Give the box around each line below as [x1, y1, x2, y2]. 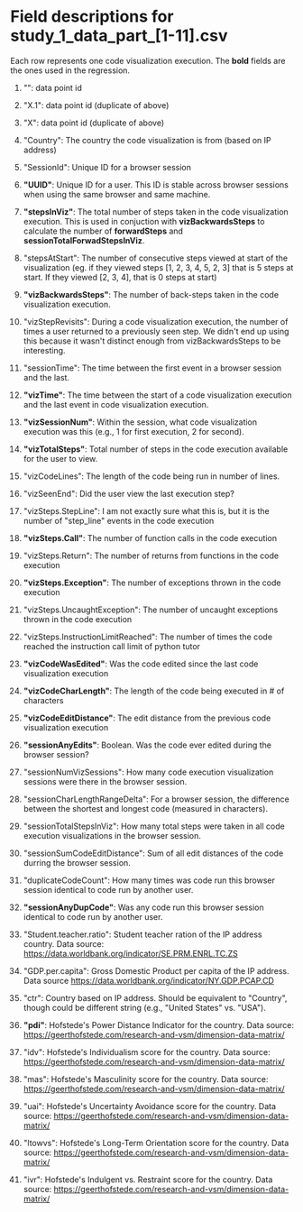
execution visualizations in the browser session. [23, 830, 202, 840]
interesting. [23, 344, 66, 355]
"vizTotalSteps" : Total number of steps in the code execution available [23, 444, 289, 454]
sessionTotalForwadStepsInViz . [23, 234, 145, 245]
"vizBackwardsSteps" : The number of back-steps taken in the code [23, 289, 279, 299]
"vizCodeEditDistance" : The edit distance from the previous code [23, 712, 271, 723]
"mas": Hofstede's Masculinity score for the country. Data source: [23, 1073, 269, 1084]
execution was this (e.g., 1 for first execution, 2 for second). [23, 426, 244, 436]
